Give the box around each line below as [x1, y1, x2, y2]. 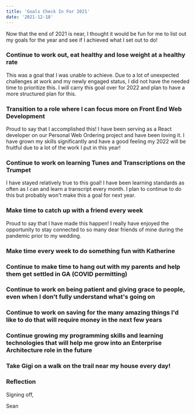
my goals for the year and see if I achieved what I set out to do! [6, 36, 158, 43]
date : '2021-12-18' [6, 14, 54, 20]
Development [6, 112, 46, 120]
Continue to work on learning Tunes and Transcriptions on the [6, 159, 186, 167]
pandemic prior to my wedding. [6, 232, 82, 239]
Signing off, [6, 391, 34, 398]
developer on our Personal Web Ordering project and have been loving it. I [6, 132, 185, 139]
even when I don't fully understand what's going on [6, 293, 155, 301]
